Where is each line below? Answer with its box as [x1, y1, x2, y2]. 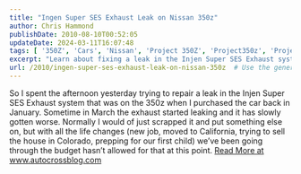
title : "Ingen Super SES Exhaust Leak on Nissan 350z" [9, 13, 219, 22]
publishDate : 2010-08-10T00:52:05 [9, 30, 139, 39]
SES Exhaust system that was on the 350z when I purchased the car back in [9, 97, 290, 108]
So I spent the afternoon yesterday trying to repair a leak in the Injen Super [9, 87, 285, 99]
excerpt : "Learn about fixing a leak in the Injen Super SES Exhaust [9, 55, 275, 64]
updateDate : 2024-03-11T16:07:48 [9, 38, 134, 48]
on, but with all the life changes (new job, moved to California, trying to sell [9, 126, 286, 136]
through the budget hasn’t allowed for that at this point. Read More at [9, 144, 264, 155]
